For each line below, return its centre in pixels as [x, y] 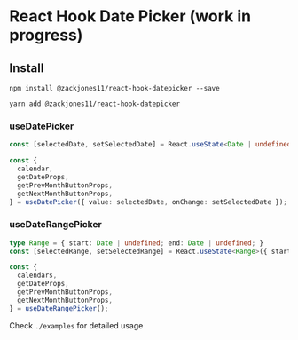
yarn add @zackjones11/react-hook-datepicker [94, 104]
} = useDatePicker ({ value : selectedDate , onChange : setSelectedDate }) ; [149, 202]
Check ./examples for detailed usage [76, 325]
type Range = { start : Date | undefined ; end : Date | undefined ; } [137, 243]
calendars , [37, 276]
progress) [46, 35]
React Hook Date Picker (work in [130, 16]
